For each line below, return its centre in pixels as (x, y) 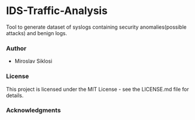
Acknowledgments (34, 111)
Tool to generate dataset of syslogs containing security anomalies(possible (96, 27)
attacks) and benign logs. (36, 33)
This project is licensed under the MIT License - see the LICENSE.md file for (97, 89)
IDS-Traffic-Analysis (57, 11)
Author (16, 48)
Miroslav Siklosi (33, 61)
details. (15, 95)
